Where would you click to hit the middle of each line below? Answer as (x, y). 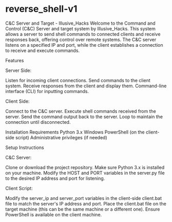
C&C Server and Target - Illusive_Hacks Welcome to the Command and (80, 23)
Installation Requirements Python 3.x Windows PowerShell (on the (75, 132)
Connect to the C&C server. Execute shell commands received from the (81, 111)
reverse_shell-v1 (41, 9)
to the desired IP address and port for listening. (55, 178)
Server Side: (18, 70)
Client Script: (19, 188)
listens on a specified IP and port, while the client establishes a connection (84, 45)
